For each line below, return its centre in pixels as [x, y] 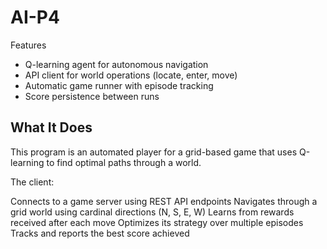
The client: [32, 182]
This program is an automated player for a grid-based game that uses [154, 152]
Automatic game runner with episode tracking [119, 85]
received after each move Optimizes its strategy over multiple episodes [157, 222]
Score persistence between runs [92, 96]
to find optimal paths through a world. [124, 162]
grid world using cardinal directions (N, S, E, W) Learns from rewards [152, 212]
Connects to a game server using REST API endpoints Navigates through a [164, 201]
